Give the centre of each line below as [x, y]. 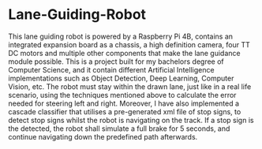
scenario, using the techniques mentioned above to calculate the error [122, 95]
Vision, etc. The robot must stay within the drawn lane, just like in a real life [130, 86]
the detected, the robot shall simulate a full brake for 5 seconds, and [119, 129]
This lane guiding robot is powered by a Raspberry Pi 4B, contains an [121, 36]
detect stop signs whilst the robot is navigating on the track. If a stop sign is [131, 120]
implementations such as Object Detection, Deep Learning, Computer [121, 78]
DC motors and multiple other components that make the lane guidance [124, 53]
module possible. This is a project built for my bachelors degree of [116, 61]
